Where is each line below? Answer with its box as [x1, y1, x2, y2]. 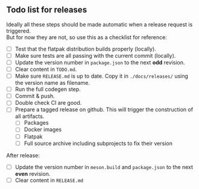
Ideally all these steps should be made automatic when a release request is [6, 20, 193, 28]
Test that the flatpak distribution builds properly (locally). [14, 45, 157, 52]
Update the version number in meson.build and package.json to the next [14, 163, 194, 170]
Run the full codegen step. [14, 85, 81, 93]
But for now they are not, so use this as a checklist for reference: [6, 33, 167, 41]
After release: [6, 152, 40, 159]
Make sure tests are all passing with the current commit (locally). [14, 52, 176, 59]
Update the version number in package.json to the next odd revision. [14, 58, 185, 66]
